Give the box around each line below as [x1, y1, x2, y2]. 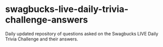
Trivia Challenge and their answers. [5, 36, 79, 42]
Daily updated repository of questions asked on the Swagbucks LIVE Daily [5, 30, 158, 36]
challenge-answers [5, 14, 88, 25]
